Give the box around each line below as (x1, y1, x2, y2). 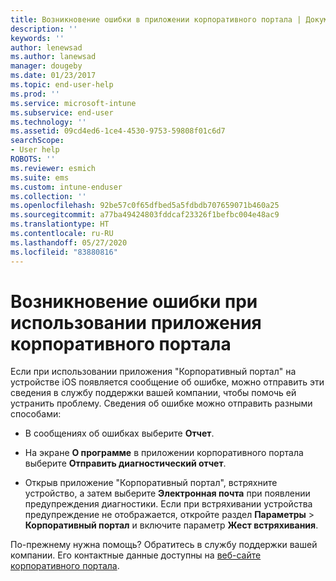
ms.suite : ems (10, 172, 70, 183)
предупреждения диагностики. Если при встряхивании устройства (24, 498, 313, 510)
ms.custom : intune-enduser (10, 182, 123, 192)
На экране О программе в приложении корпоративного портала (24, 447, 304, 459)
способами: (10, 408, 62, 420)
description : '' (10, 24, 78, 34)
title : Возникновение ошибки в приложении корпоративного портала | (10, 14, 302, 25)
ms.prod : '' (10, 89, 60, 99)
